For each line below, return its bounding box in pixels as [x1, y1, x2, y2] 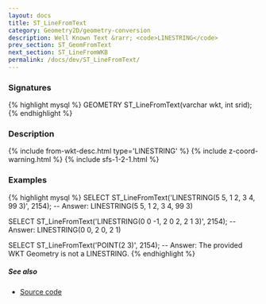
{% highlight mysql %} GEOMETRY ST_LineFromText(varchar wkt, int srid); [8, 100, 253, 110]
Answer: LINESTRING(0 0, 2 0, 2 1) [8, 225, 121, 234]
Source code [19, 287, 62, 296]
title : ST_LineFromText [8, 19, 87, 27]
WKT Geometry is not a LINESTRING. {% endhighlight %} [8, 248, 196, 258]
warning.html [8, 155, 52, 164]
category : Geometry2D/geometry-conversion [8, 26, 151, 34]
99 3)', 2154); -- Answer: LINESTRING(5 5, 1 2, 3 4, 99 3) [8, 201, 193, 210]
